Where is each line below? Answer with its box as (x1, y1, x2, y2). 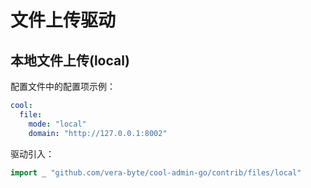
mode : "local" (28, 119, 87, 129)
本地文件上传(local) (10, 52, 130, 69)
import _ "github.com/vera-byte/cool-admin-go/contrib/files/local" (10, 167, 302, 178)
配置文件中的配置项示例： (10, 81, 116, 92)
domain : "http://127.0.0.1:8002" (28, 128, 168, 138)
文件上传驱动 (10, 9, 117, 32)
